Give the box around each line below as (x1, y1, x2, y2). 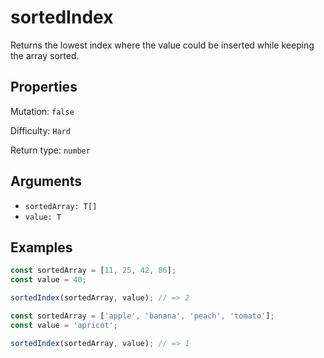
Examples (10, 239, 73, 256)
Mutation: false (10, 105, 75, 117)
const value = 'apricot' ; (10, 320, 118, 330)
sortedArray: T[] (24, 201, 98, 211)
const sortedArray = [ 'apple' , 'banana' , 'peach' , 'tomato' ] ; (10, 311, 275, 321)
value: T (24, 212, 62, 222)
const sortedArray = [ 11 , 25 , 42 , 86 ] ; (10, 266, 177, 276)
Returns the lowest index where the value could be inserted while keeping (10, 39, 315, 51)
